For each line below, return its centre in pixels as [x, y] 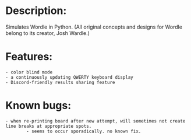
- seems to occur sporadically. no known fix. [84, 131]
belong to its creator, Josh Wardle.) [47, 33]
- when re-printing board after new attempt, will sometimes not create [95, 121]
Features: [29, 57]
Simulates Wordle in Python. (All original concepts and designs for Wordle [94, 27]
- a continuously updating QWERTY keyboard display [69, 77]
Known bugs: [38, 106]
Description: [36, 11]
